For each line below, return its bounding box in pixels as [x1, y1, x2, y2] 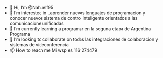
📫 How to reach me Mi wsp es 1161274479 [9, 47, 98, 53]
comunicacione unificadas [9, 20, 64, 26]
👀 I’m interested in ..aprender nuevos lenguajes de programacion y [9, 10, 146, 16]
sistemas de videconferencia [9, 42, 69, 47]
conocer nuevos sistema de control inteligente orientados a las [9, 15, 138, 21]
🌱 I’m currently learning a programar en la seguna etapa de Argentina [9, 26, 151, 32]
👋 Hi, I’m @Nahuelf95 [9, 5, 54, 10]
